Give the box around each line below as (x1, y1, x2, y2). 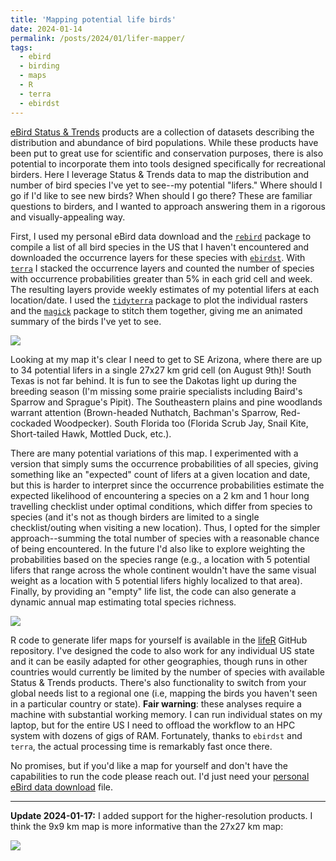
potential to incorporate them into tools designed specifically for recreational (10, 157, 327, 170)
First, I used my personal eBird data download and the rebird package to (10, 230, 312, 242)
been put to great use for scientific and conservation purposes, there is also (10, 147, 324, 159)
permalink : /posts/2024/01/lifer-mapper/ (10, 33, 186, 43)
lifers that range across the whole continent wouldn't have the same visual (10, 564, 317, 576)
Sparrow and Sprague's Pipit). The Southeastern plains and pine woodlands (10, 396, 323, 408)
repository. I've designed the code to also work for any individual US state (10, 644, 315, 656)
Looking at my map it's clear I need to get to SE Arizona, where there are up (10, 353, 323, 365)
